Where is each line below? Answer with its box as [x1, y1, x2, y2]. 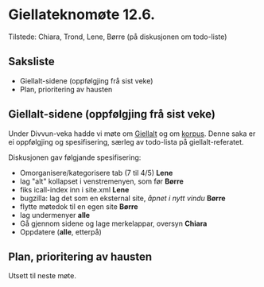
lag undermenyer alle [19, 210, 90, 219]
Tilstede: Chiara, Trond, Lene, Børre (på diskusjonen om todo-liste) [8, 32, 227, 41]
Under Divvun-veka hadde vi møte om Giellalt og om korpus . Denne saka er [8, 129, 256, 138]
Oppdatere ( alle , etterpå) [19, 227, 102, 236]
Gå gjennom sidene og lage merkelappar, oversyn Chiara [19, 219, 208, 228]
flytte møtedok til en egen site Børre [19, 201, 138, 211]
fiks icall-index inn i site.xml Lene [19, 184, 130, 194]
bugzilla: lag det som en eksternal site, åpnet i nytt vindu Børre [19, 193, 226, 203]
